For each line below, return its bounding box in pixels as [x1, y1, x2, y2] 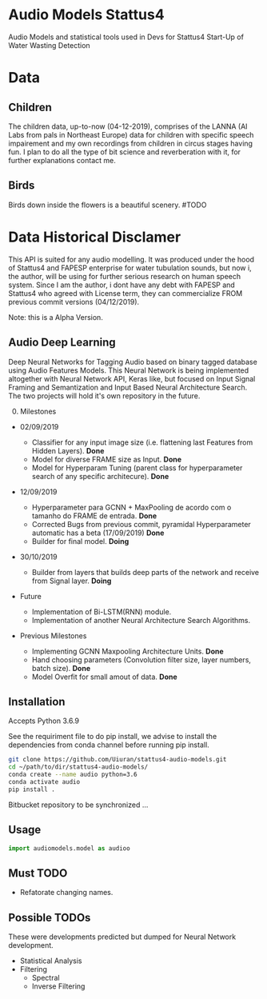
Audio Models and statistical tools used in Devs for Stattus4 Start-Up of [8, 32, 244, 42]
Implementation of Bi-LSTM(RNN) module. [31, 606, 172, 617]
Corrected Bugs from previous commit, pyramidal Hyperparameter [31, 519, 252, 529]
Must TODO [8, 866, 68, 880]
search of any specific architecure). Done [31, 471, 169, 481]
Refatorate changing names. [19, 888, 114, 897]
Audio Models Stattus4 [8, 6, 165, 24]
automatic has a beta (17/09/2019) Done [31, 528, 165, 537]
